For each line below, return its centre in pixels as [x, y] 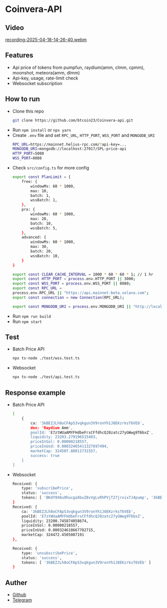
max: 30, [40, 247]
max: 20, [40, 218]
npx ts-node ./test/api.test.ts [46, 377]
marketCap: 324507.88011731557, [64, 451]
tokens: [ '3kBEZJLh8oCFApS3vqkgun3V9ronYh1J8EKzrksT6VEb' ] [86, 562]
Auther [16, 583]
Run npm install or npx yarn [42, 130]
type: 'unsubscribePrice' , [50, 553]
